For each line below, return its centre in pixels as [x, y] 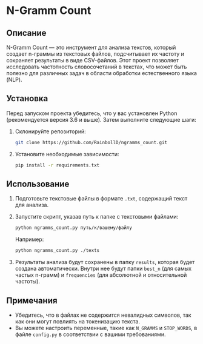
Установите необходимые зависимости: [67, 154]
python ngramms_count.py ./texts [57, 251]
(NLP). [14, 80]
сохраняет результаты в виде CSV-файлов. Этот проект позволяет [92, 60]
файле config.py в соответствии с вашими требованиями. [90, 334]
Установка [27, 98]
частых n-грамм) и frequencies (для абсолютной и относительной [101, 275]
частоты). [28, 282]
